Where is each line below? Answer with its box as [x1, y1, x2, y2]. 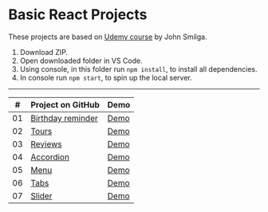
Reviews [30, 138, 62, 149]
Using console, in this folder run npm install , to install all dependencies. [19, 64, 258, 73]
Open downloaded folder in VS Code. [19, 56, 143, 65]
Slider [30, 190, 53, 201]
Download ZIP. [19, 47, 69, 57]
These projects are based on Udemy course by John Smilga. [8, 32, 207, 41]
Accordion [30, 151, 70, 163]
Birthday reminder [30, 112, 98, 124]
